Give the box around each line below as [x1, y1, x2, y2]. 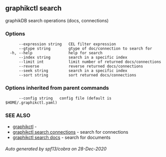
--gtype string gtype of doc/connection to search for [18, 46, 152, 51]
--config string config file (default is [18, 96, 112, 101]
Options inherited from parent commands [5, 85, 109, 92]
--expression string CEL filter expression [18, 42, 116, 47]
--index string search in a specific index [18, 55, 128, 60]
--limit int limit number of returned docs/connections [18, 59, 161, 65]
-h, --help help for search [10, 51, 102, 56]
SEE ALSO [5, 112, 31, 119]
